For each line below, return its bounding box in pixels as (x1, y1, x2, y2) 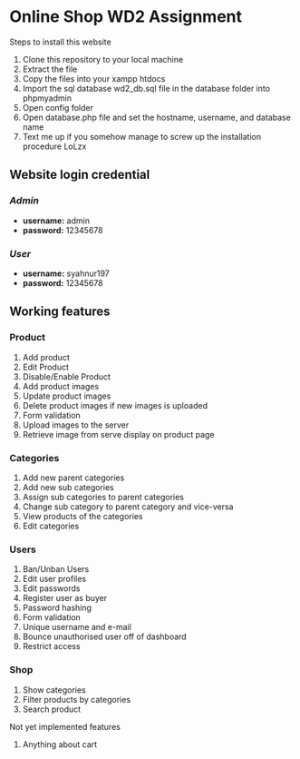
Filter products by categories (22, 694, 131, 705)
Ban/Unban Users (22, 564, 90, 575)
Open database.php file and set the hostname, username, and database (22, 112, 292, 123)
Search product (22, 704, 82, 715)
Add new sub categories (22, 481, 115, 492)
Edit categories (22, 520, 80, 531)
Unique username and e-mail (22, 622, 131, 633)
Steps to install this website (9, 36, 111, 47)
